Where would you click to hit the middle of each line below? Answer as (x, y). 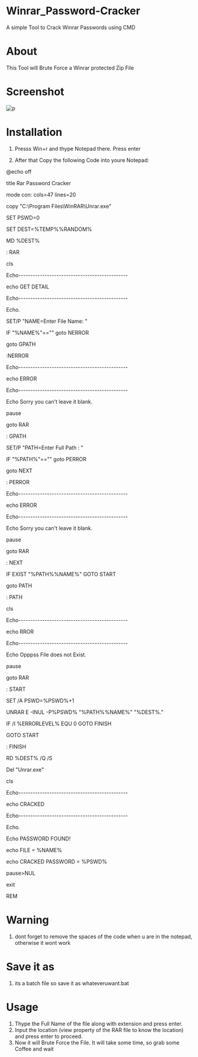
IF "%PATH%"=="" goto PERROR (46, 459)
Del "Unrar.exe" (25, 769)
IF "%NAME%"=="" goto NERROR (48, 332)
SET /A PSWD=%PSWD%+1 (40, 700)
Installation (34, 132)
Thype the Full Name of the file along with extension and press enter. (99, 1023)
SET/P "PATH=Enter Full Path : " (45, 447)
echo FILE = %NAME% (34, 850)
